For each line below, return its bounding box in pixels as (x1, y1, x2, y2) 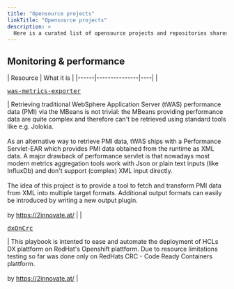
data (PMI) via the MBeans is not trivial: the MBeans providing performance (7, 108, 224, 116)
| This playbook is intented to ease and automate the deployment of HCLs (7, 238, 219, 246)
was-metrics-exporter (7, 88, 81, 95)
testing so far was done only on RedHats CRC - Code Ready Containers (7, 252, 212, 261)
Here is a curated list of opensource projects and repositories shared (13, 29, 229, 37)
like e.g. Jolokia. (7, 122, 54, 131)
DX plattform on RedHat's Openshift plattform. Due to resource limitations (7, 245, 218, 254)
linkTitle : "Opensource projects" (7, 17, 108, 24)
